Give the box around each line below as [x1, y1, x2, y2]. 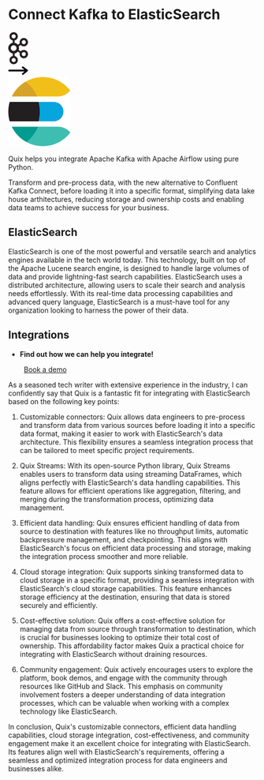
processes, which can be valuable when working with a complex [19, 698, 230, 707]
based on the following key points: [8, 396, 120, 406]
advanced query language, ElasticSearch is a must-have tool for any [8, 297, 230, 306]
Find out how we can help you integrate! [19, 349, 154, 358]
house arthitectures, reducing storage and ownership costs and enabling [8, 194, 244, 204]
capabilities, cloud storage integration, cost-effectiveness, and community [8, 730, 250, 740]
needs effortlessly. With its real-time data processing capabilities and [8, 288, 233, 298]
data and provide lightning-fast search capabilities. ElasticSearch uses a [8, 272, 243, 281]
